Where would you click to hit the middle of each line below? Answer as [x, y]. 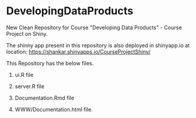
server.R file [29, 86]
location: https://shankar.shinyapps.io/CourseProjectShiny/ [78, 51]
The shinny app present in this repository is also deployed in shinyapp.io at [98, 45]
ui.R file [24, 74]
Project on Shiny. [27, 33]
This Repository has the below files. [50, 63]
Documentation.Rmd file [44, 98]
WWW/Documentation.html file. [54, 109]
